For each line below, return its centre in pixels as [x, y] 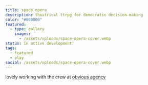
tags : [11, 48]
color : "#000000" [24, 19]
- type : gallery [27, 29]
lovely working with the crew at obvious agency [56, 77]
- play [17, 58]
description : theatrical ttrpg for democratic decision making [74, 15]
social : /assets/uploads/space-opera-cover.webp [58, 62]
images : [23, 34]
